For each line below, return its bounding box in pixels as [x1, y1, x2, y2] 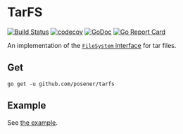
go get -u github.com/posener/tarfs [7, 80, 115, 87]
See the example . [7, 118, 58, 127]
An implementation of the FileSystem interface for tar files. [7, 41, 177, 49]
